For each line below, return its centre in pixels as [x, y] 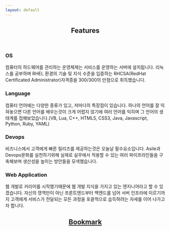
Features [85, 31]
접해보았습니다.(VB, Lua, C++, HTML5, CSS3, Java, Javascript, [83, 118]
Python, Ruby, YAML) [27, 124]
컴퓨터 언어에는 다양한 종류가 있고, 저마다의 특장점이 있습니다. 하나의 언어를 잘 [82, 105]
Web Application [26, 175]
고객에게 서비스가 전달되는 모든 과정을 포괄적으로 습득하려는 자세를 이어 [81, 199]
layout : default [22, 10]
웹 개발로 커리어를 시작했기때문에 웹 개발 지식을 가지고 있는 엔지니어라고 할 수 [82, 187]
